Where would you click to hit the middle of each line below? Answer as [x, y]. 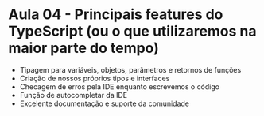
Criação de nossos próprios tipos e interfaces [95, 78]
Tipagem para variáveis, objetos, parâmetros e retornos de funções [130, 69]
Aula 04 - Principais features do [116, 15]
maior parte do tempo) [83, 48]
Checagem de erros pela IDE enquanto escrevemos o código [120, 86]
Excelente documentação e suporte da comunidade [104, 103]
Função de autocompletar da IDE [74, 95]
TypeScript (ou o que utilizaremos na [132, 31]
